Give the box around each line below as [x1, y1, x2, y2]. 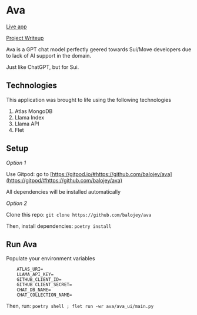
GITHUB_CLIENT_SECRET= [16, 282, 72, 288]
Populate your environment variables [6, 255, 95, 262]
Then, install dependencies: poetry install [6, 222, 112, 230]
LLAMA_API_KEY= [16, 271, 54, 277]
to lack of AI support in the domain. [6, 52, 92, 59]
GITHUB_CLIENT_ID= [16, 277, 62, 283]
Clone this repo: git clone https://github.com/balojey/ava [6, 211, 152, 218]
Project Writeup [6, 34, 44, 41]
